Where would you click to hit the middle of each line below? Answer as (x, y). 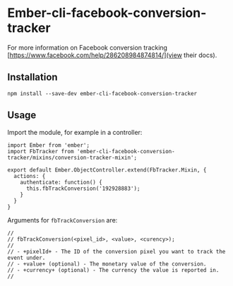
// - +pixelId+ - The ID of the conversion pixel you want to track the (116, 251)
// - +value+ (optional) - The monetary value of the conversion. (107, 264)
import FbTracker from (41, 151)
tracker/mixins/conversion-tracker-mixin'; (72, 157)
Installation (32, 77)
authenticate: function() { (61, 182)
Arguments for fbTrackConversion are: (62, 220)
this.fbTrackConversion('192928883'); (83, 189)
